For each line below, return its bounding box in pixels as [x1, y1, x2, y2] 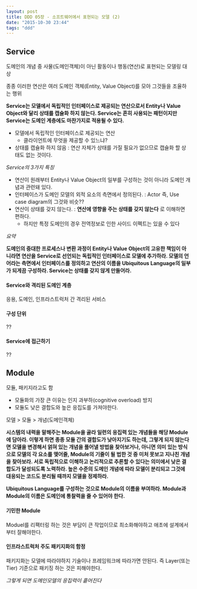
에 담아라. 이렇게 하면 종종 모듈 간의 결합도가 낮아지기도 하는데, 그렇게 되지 [6, 436, 174, 443]
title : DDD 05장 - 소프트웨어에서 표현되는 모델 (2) [6, 14, 120, 20]
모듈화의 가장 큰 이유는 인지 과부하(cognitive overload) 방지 [14, 396, 152, 404]
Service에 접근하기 [6, 338, 50, 345]
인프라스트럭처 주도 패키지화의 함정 [6, 543, 86, 550]
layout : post [6, 8, 38, 15]
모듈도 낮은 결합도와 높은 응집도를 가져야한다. [14, 404, 118, 411]
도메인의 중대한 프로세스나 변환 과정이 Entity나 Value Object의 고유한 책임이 [6, 245, 181, 252]
